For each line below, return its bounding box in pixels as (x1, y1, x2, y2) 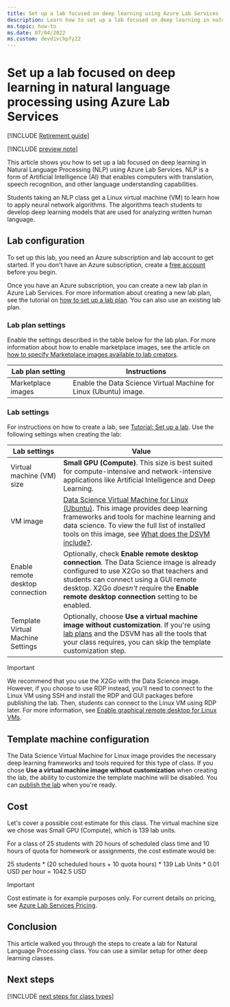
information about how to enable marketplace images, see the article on (7, 343, 210, 351)
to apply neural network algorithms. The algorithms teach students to (7, 200, 203, 209)
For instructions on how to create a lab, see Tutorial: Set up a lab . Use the (7, 423, 214, 431)
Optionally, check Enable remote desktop (63, 549, 199, 559)
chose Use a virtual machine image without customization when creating (7, 766, 218, 774)
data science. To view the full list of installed (63, 521, 205, 531)
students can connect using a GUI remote (63, 575, 197, 584)
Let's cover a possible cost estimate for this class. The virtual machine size (7, 819, 219, 827)
